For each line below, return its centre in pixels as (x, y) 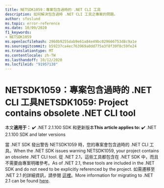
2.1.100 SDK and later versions (35, 134)
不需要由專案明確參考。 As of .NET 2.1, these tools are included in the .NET (80, 163)
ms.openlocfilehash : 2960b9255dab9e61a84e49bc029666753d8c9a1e (71, 42)
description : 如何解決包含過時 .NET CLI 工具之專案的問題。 (61, 14)
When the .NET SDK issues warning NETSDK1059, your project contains (86, 151)
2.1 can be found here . (27, 181)
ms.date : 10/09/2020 (26, 28)
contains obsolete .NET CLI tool (70, 113)
